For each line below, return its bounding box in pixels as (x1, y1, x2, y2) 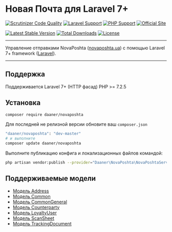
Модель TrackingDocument (12, 220, 72, 226)
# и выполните (5, 136, 36, 141)
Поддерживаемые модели (5, 174, 96, 183)
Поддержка (5, 70, 45, 79)
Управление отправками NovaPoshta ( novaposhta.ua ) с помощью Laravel (5, 45, 165, 51)
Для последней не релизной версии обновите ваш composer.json (5, 121, 147, 127)
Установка (5, 99, 41, 107)
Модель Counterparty (12, 204, 60, 210)
